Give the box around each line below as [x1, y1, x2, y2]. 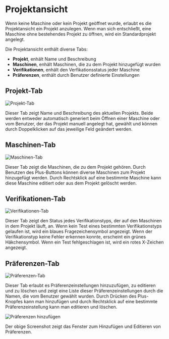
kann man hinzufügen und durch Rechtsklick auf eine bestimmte [23, 299, 158, 305]
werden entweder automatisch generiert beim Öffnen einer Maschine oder [5, 115, 160, 121]
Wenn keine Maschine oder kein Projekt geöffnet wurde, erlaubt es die [5, 20, 152, 26]
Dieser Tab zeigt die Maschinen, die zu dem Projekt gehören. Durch [5, 164, 146, 170]
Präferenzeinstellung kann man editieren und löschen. [5, 304, 118, 310]
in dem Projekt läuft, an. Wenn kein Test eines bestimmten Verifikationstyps [5, 223, 162, 229]
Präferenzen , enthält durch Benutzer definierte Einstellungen [12, 72, 140, 78]
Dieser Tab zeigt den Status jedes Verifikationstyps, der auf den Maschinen [5, 218, 162, 224]
